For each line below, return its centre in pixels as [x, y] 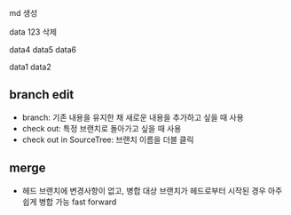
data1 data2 [30, 67]
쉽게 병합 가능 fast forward [69, 202]
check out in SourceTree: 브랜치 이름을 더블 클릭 [108, 139]
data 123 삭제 [33, 32]
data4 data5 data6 [43, 50]
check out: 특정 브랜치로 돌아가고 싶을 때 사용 [102, 128]
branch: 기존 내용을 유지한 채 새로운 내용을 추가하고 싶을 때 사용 [133, 117]
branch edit [42, 95]
